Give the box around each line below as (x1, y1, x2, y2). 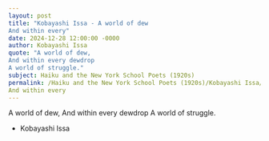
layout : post (8, 11, 52, 20)
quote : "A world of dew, (8, 49, 91, 57)
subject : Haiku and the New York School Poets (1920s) (8, 71, 195, 79)
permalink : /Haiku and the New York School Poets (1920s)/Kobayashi (8, 79, 242, 87)
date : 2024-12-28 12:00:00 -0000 (8, 34, 120, 42)
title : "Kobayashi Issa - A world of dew (8, 19, 149, 27)
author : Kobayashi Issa (8, 42, 88, 50)
